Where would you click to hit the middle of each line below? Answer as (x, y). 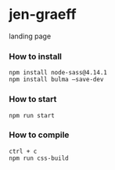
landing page (30, 36)
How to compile (39, 135)
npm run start (32, 115)
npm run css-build (39, 158)
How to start (33, 99)
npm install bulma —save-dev (56, 80)
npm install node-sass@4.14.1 (58, 73)
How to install (35, 56)
